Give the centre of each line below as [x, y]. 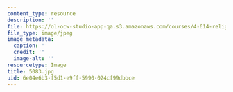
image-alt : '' [34, 59]
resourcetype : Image [37, 65]
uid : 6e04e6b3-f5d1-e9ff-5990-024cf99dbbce [71, 78]
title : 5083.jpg [31, 71]
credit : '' [29, 53]
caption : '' [31, 46]
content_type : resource [42, 13]
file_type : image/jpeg [40, 33]
